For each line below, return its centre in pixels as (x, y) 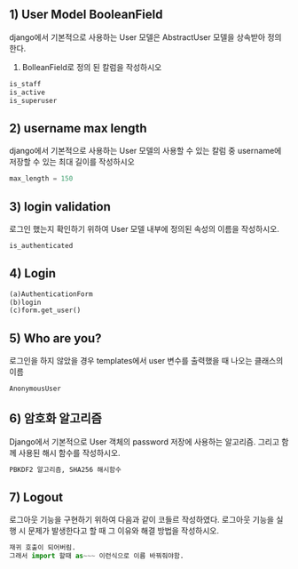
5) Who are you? (55, 338)
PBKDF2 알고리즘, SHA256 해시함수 (66, 469)
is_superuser (33, 100)
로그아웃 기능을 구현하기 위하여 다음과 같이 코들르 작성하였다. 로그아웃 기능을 (142, 520)
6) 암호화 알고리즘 (55, 418)
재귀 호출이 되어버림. (43, 548)
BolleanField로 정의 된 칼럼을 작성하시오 (92, 67)
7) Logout (36, 497)
